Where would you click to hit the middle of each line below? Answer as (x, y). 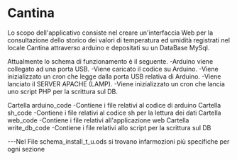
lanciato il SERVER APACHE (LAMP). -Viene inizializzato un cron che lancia (116, 84)
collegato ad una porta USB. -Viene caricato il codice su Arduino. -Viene (113, 69)
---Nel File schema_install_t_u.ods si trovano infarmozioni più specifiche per (118, 141)
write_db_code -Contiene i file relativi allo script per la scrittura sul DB (109, 127)
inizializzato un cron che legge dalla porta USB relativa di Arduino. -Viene (114, 76)
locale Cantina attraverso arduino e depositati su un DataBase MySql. (109, 47)
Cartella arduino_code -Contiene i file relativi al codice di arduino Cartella (114, 105)
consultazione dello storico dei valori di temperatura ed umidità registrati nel (119, 40)
